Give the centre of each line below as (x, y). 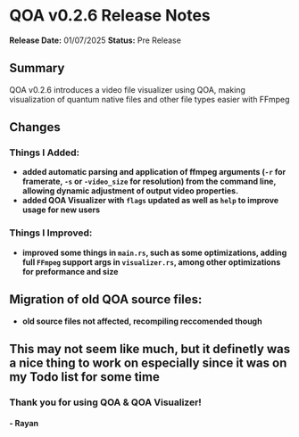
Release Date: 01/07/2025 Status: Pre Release (95, 40)
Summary (37, 68)
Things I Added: (45, 153)
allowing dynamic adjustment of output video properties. (130, 191)
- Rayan (24, 424)
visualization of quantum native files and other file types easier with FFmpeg (149, 99)
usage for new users (61, 210)
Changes (35, 127)
